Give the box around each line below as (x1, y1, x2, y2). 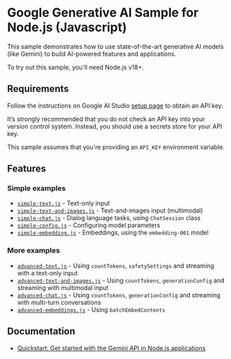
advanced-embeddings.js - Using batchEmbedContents (17, 305, 165, 313)
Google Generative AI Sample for (7, 5, 199, 21)
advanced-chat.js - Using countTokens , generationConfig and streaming (17, 291, 221, 299)
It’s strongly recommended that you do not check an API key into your (7, 115, 205, 123)
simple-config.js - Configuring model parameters (17, 221, 161, 229)
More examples (7, 246, 61, 255)
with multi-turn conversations (17, 298, 101, 307)
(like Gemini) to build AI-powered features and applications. (7, 50, 177, 58)
